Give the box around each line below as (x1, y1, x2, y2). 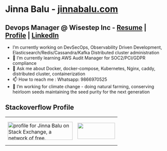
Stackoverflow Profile (5, 103, 74, 112)
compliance (12, 60, 37, 66)
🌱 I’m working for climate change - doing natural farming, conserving (12, 84, 155, 89)
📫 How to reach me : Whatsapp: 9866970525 (12, 76, 107, 82)
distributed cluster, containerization (12, 71, 86, 77)
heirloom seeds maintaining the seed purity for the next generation (12, 89, 150, 95)
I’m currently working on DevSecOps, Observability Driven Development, (12, 44, 163, 50)
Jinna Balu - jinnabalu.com (5, 3, 118, 15)
